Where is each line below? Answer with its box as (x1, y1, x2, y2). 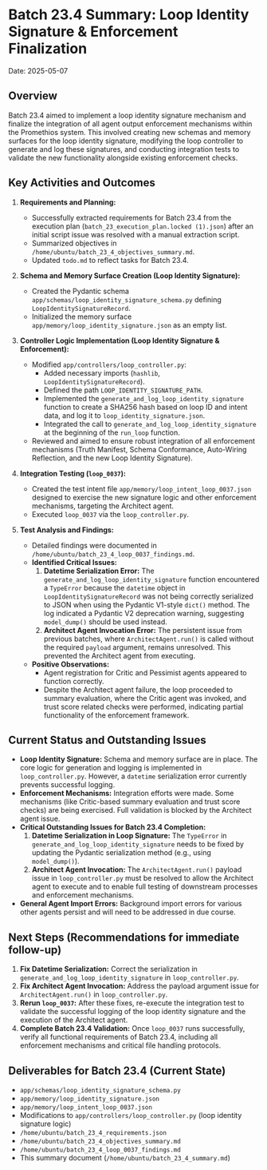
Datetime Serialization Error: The (43, 566, 155, 575)
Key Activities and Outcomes (8, 176, 155, 189)
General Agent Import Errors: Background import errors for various (19, 899, 242, 909)
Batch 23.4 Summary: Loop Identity (8, 6, 249, 24)
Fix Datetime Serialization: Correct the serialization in (19, 965, 198, 974)
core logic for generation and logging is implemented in (19, 763, 202, 773)
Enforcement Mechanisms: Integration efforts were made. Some (19, 789, 234, 798)
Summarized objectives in (31, 238, 117, 248)
